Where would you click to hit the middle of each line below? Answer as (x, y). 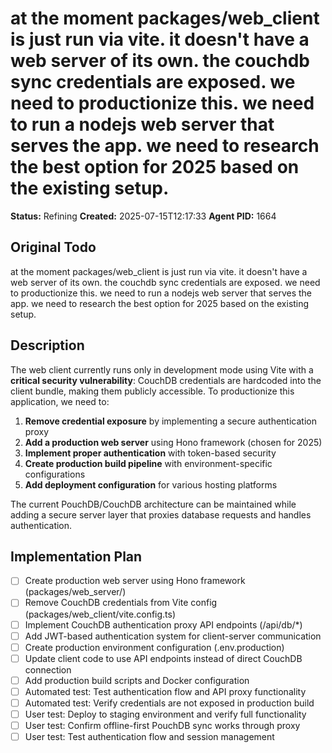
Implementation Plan (76, 556)
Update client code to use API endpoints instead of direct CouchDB (163, 658)
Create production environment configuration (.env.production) (154, 647)
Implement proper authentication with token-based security (150, 453)
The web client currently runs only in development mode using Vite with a (162, 369)
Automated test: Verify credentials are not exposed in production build (169, 703)
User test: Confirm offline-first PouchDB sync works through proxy (162, 725)
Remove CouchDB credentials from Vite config (121, 603)
